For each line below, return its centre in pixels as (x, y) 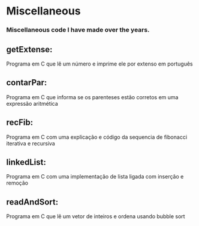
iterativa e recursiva (31, 143)
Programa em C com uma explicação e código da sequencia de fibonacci (97, 137)
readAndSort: (32, 202)
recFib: (20, 122)
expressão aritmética (32, 103)
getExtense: (29, 49)
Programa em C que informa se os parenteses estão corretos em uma (92, 97)
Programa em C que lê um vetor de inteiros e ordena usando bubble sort (96, 216)
